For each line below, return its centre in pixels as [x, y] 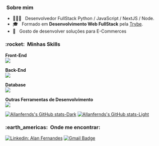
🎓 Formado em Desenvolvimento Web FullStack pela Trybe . [78, 24]
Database [16, 85]
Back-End [16, 70]
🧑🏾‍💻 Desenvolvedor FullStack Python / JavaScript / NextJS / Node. [83, 19]
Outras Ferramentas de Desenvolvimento [49, 99]
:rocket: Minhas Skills [33, 44]
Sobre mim [20, 8]
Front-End [16, 55]
